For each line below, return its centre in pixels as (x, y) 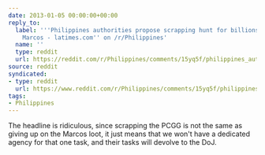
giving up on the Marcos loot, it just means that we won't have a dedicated (129, 134)
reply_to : (24, 23)
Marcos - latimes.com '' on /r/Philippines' (95, 37)
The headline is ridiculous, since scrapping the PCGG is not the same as (125, 126)
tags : (17, 96)
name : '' (30, 45)
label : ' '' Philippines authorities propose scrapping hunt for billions (137, 30)
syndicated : (28, 74)
